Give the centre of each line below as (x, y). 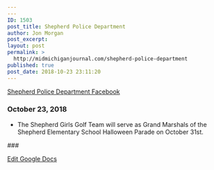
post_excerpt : (28, 40)
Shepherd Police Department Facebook (64, 92)
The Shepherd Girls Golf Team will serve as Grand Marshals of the (112, 124)
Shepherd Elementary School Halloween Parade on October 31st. (110, 132)
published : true (31, 65)
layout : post (26, 46)
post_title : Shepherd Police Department (67, 26)
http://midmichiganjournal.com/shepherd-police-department (101, 59)
